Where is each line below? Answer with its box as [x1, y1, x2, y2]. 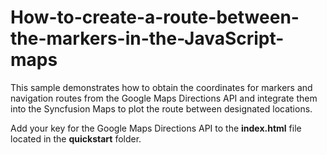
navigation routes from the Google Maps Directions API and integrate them [10, 92, 318, 104]
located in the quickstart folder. [10, 132, 142, 145]
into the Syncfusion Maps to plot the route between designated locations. [10, 102, 313, 115]
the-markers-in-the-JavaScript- [10, 27, 285, 50]
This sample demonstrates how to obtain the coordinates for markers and [10, 81, 313, 93]
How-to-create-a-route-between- [10, 6, 300, 29]
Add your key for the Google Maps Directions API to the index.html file [10, 122, 302, 134]
